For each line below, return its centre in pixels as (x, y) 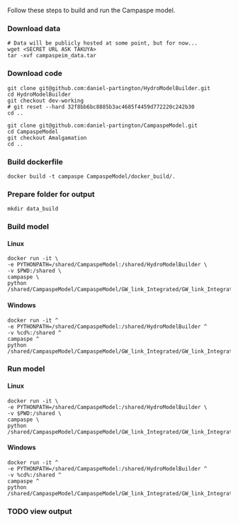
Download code (35, 74)
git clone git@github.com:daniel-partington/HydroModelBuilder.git (109, 88)
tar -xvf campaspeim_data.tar (52, 56)
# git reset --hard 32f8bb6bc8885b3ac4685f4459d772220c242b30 (101, 107)
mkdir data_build (33, 209)
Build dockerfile (35, 162)
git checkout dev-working (45, 101)
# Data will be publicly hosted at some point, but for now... (103, 43)
